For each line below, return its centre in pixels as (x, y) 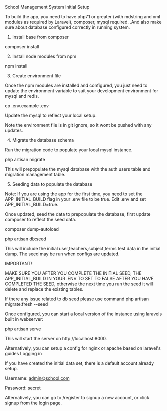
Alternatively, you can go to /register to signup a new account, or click (77, 398)
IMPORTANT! (19, 264)
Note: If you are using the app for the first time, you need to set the (74, 194)
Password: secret (23, 388)
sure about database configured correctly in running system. (68, 27)
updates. (14, 130)
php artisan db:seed (26, 239)
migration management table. (35, 175)
